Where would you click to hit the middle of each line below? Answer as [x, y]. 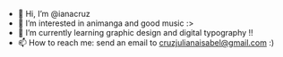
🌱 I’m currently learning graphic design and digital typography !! [135, 33]
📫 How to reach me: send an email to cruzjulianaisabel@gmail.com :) [146, 43]
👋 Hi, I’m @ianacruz [54, 14]
